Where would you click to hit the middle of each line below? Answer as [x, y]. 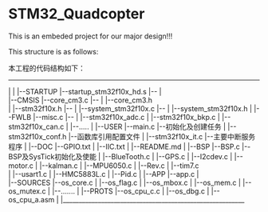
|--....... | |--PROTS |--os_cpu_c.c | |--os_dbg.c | [130, 191]
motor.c [21, 166]
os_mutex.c [27, 191]
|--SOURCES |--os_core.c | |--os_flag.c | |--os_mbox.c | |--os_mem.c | [125, 182]
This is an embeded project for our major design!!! [91, 36]
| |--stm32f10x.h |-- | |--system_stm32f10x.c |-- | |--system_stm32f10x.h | [130, 108]
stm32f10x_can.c [36, 126]
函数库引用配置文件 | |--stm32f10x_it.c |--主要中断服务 [166, 136]
